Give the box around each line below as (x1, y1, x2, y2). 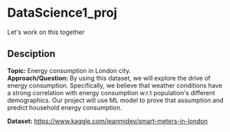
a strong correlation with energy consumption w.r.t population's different (7, 88, 215, 97)
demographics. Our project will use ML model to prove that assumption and (7, 96, 224, 104)
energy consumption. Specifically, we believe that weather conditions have (7, 81, 223, 90)
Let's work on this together (7, 28, 85, 36)
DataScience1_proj (7, 5, 117, 21)
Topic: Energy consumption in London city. (7, 66, 131, 74)
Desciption (7, 48, 56, 60)
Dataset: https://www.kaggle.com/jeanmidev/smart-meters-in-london (7, 117, 208, 125)
